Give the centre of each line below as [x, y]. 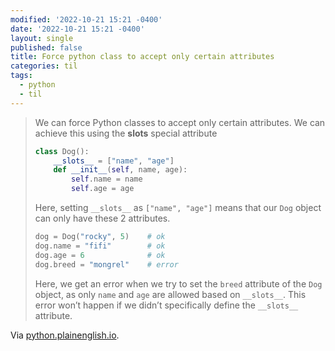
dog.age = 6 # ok [100, 255]
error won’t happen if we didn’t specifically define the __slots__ [166, 305]
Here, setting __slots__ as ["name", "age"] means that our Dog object [178, 207]
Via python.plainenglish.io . [65, 335]
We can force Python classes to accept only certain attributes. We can [180, 122]
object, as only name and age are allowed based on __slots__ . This [170, 294]
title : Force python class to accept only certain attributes [142, 57]
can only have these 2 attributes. [102, 218]
